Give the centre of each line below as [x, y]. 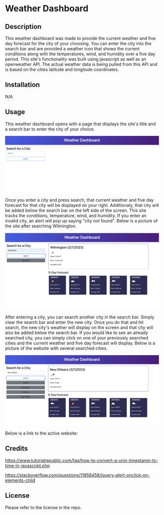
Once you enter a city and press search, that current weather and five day [79, 200]
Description [23, 27]
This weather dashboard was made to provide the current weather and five [81, 38]
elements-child [20, 480]
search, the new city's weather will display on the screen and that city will [79, 328]
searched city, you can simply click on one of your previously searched [77, 338]
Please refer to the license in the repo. [43, 507]
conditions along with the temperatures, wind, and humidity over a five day [80, 54]
